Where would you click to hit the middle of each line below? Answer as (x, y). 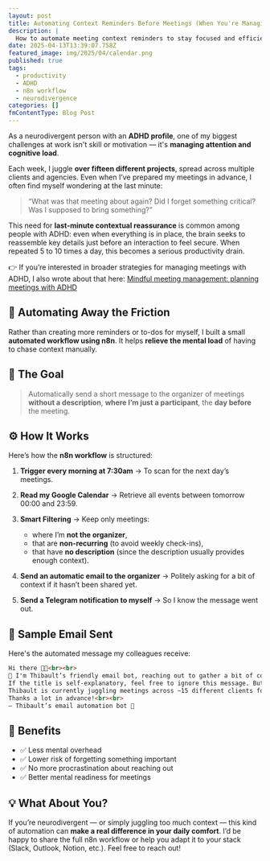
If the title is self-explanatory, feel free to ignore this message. (129, 683)
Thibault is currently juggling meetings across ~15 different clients (131, 690)
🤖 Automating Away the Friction (89, 313)
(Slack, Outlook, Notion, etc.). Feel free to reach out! (94, 848)
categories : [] (34, 105)
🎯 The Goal (36, 375)
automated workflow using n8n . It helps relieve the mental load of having (132, 340)
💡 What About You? (58, 803)
